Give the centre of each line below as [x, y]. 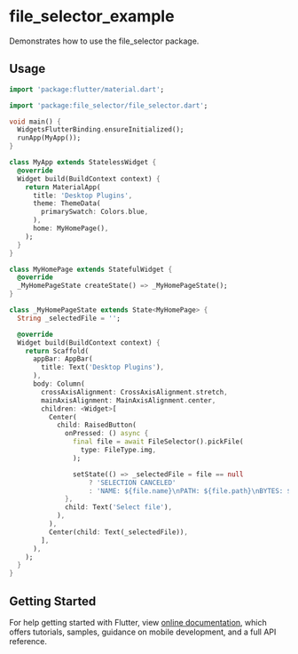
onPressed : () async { [107, 434]
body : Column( [59, 384]
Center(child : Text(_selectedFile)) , [118, 532]
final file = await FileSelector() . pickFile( [158, 442]
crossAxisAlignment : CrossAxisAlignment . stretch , [134, 392]
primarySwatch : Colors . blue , [95, 212]
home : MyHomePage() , [71, 228]
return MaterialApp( [63, 187]
